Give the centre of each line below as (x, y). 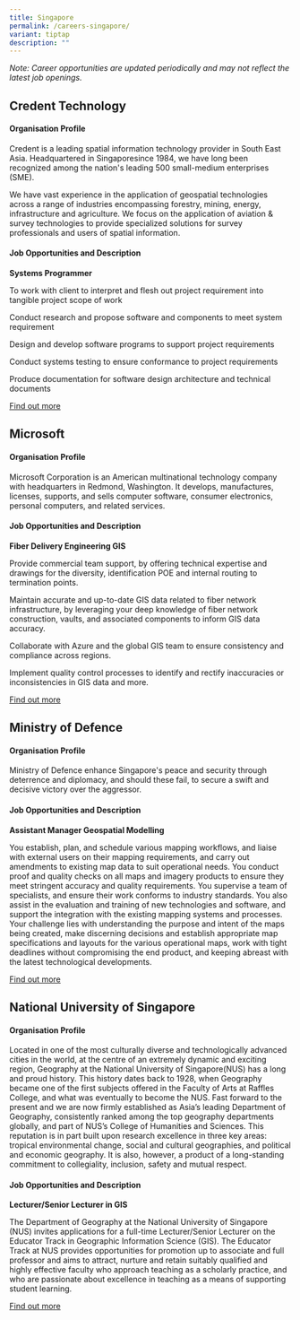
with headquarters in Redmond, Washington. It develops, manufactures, (142, 486)
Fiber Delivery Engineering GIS (68, 546)
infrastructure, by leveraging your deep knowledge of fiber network (133, 609)
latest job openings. (46, 78)
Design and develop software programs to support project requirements (142, 344)
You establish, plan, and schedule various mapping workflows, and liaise (143, 847)
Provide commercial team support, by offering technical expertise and (138, 563)
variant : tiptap (39, 34)
